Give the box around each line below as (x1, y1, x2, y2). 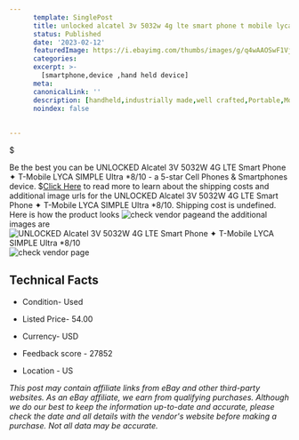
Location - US (21, 365, 74, 376)
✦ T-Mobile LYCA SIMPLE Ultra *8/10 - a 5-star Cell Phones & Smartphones (9, 172, 287, 182)
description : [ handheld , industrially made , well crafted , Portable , (32, 95, 285, 105)
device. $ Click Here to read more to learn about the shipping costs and (9, 181, 270, 191)
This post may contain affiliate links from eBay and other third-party (9, 382, 261, 393)
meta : (32, 79, 53, 88)
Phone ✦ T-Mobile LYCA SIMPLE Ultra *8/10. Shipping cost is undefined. (9, 200, 277, 210)
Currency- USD (21, 331, 79, 341)
